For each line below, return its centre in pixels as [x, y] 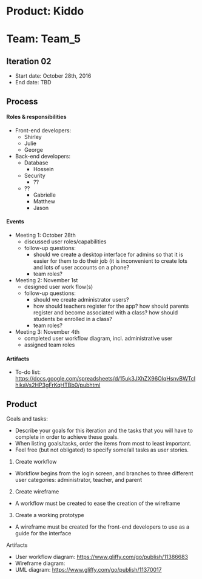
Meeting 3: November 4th [47, 331]
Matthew [44, 201]
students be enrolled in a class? [72, 319]
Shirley [33, 137]
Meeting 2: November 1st [46, 280]
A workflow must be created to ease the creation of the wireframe [98, 503]
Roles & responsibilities [36, 117]
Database [36, 163]
